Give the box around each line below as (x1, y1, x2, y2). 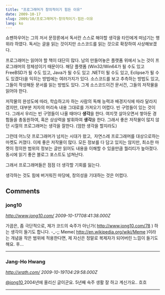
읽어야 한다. (5, 88, 28, 94)
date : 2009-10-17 (5, 12, 41, 17)
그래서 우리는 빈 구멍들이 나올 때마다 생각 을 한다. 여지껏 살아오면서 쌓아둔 (12, 111, 152, 116)
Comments (5, 187, 40, 195)
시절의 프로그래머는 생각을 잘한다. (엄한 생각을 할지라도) (10, 123, 117, 129)
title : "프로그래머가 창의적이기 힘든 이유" (5, 7, 83, 12)
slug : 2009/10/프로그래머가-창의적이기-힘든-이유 (5, 16, 94, 21)
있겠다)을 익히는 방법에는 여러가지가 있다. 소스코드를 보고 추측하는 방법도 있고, (10, 76, 160, 82)
